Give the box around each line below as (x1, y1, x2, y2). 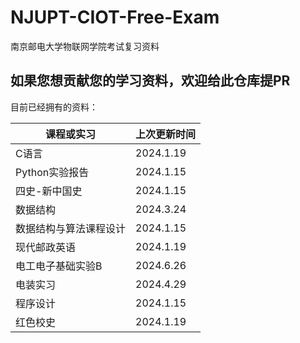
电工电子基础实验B (15, 259, 103, 273)
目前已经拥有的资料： (10, 101, 98, 113)
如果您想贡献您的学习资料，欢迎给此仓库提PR (10, 72, 291, 90)
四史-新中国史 (15, 184, 83, 198)
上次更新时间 (135, 127, 197, 141)
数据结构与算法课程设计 (15, 221, 127, 235)
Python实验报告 (15, 165, 90, 179)
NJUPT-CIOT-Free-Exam (10, 6, 220, 29)
